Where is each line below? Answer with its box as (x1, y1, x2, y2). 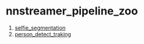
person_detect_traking (14, 30, 72, 37)
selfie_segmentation (14, 24, 66, 31)
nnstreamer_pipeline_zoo (6, 4, 138, 18)
